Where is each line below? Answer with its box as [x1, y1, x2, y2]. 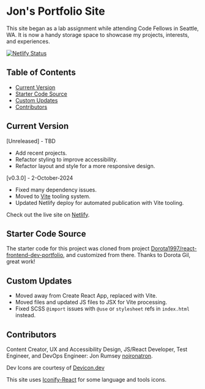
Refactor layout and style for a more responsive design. [15, 162, 155, 169]
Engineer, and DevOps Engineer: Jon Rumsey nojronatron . [6, 352, 153, 360]
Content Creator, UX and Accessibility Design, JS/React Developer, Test [6, 345, 188, 353]
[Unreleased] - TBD [6, 137, 56, 145]
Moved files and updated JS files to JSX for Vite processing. [15, 299, 167, 306]
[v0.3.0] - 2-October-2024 [6, 174, 73, 182]
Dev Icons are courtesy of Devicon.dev [6, 364, 105, 371]
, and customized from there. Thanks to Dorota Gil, [63, 252, 191, 259]
